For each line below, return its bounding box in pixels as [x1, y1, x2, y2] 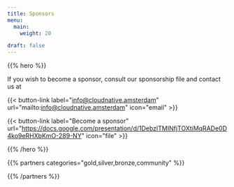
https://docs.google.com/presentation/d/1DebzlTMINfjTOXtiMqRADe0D [21, 124, 227, 133]
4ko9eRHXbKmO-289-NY [7, 132, 82, 140]
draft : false [7, 43, 45, 50]
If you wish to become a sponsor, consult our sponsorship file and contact [7, 75, 221, 84]
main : [13, 23, 30, 30]
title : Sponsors [7, 10, 54, 17]
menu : [7, 17, 23, 24]
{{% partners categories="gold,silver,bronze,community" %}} [7, 158, 185, 167]
